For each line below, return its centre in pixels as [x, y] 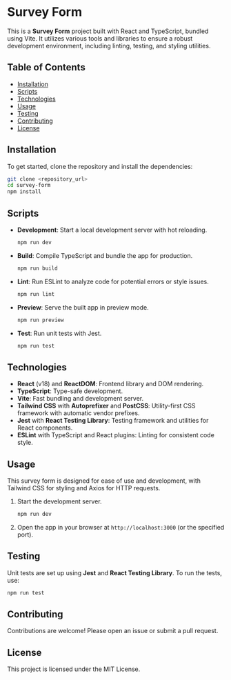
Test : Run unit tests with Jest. [59, 333]
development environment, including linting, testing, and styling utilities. [109, 46]
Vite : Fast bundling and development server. [80, 399]
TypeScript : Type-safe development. [70, 391]
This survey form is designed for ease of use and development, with [104, 481]
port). [25, 534]
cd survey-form [29, 186]
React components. [45, 428]
